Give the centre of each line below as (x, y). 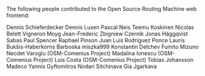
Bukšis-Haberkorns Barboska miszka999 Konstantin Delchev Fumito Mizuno (102, 47)
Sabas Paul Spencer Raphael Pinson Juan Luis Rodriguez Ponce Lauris (96, 40)
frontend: (18, 15)
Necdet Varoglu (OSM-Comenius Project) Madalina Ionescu (82, 53)
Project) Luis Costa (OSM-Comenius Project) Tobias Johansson (114, 60)
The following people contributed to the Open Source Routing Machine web (102, 9)
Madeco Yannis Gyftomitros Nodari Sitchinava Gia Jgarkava (82, 66)
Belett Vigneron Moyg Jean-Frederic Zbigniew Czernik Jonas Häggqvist (97, 34)
